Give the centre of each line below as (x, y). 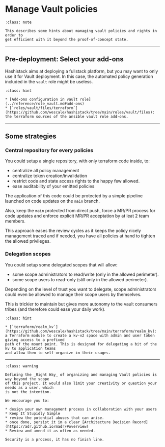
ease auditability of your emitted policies (53, 186)
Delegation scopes (28, 254)
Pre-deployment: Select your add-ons (64, 59)
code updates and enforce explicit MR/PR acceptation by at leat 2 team (77, 216)
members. (15, 221)
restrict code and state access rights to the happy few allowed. (76, 181)
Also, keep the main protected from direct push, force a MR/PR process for (80, 211)
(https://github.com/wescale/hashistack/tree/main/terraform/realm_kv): (81, 331)
